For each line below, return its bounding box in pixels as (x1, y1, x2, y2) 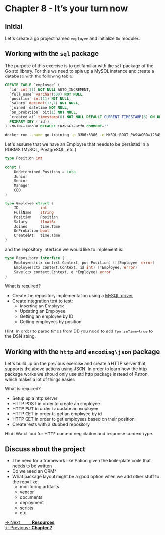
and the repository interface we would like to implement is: (5, 246, 124, 253)
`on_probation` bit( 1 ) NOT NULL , (9, 110, 78, 115)
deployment (19, 500, 44, 506)
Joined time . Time (14, 224, 60, 229)
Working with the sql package (5, 50, 99, 58)
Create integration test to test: (12, 298, 73, 304)
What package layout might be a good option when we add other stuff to (12, 474, 160, 480)
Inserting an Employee (19, 303, 65, 309)
